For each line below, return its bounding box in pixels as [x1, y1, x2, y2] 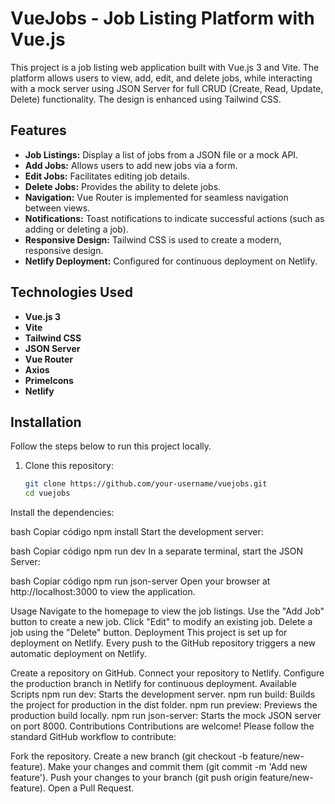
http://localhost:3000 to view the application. [10, 586, 196, 598]
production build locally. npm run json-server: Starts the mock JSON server [10, 710, 322, 722]
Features [10, 122, 67, 139]
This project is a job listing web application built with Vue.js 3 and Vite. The [10, 61, 320, 73]
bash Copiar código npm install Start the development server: [10, 526, 264, 538]
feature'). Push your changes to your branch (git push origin [10, 772, 258, 784]
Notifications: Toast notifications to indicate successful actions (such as [24, 212, 325, 224]
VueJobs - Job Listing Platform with [10, 7, 315, 30]
